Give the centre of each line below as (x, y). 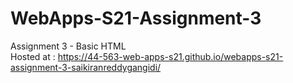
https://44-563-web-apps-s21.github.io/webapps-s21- (170, 56)
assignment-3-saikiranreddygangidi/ (86, 67)
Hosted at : (33, 56)
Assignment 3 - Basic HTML (68, 46)
